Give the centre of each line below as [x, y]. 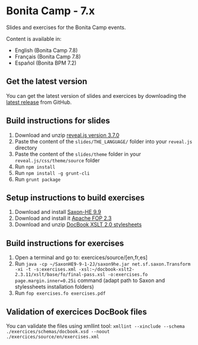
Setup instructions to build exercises [76, 198]
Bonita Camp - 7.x [50, 11]
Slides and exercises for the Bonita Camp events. [66, 27]
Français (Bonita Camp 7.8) [48, 56]
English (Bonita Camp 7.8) [46, 50]
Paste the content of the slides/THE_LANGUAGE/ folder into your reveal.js [103, 141]
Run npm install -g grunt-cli [52, 172]
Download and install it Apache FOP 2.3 [63, 218]
